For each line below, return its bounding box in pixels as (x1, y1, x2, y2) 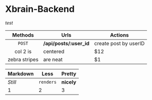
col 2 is (14, 48, 32, 55)
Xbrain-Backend (5, 3, 75, 15)
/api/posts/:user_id (43, 40, 90, 47)
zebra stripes (7, 56, 39, 63)
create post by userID (94, 40, 145, 47)
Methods (12, 31, 34, 38)
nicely (61, 78, 76, 85)
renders (38, 79, 57, 85)
